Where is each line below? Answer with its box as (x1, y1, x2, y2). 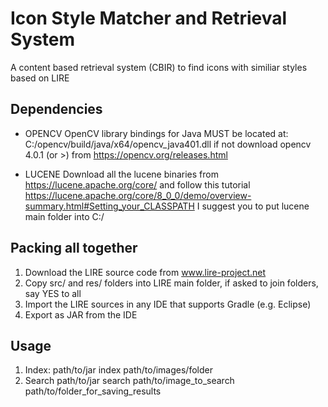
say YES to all (24, 287, 82, 299)
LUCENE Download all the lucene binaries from (24, 168, 219, 180)
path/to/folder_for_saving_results (24, 385, 162, 397)
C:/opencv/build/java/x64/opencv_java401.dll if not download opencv (24, 138, 312, 150)
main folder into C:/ (24, 210, 105, 222)
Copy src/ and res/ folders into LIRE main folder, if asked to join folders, (24, 277, 319, 289)
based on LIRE (10, 72, 70, 84)
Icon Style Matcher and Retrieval (10, 7, 288, 30)
